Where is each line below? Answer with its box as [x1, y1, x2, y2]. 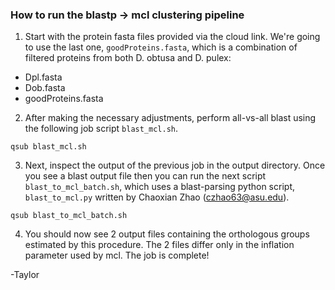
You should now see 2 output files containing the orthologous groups [24, 228, 310, 240]
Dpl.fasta [24, 71, 63, 83]
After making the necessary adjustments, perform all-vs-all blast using [24, 112, 317, 124]
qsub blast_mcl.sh [10, 142, 87, 152]
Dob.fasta [24, 82, 66, 94]
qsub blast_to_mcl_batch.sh [10, 211, 128, 221]
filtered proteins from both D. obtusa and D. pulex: [24, 52, 232, 64]
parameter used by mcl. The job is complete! [24, 249, 210, 262]
